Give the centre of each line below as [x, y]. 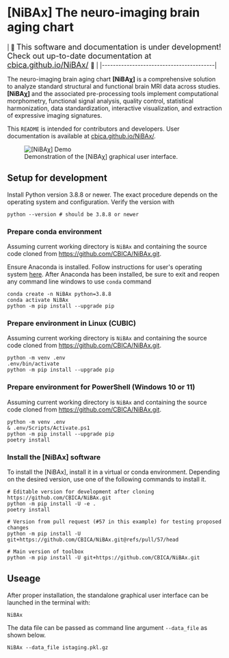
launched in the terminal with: [49, 602]
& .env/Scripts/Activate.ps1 [49, 428]
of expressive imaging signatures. [55, 115]
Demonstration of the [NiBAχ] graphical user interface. [101, 156]
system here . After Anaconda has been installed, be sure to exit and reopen [113, 275]
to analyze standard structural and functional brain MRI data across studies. [114, 86]
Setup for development [57, 178]
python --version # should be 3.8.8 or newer [73, 214]
